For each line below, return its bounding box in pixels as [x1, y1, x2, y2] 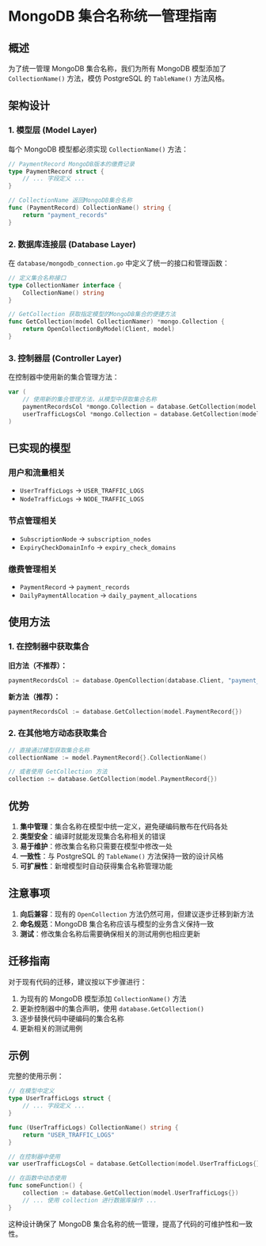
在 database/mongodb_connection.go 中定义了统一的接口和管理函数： [8, 258, 230, 268]
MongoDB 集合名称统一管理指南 [8, 7, 217, 25]
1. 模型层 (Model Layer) [8, 124, 97, 135]
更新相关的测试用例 [19, 1023, 83, 1033]
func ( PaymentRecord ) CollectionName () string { [8, 204, 172, 212]
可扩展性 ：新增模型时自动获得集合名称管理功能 [19, 861, 173, 871]
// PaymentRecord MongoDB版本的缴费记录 [8, 160, 135, 168]
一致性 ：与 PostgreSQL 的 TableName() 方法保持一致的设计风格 [19, 851, 224, 860]
